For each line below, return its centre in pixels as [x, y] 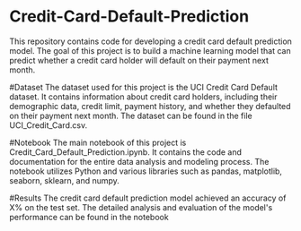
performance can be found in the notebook [89, 217]
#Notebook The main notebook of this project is [98, 142]
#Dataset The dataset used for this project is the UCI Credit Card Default [144, 87]
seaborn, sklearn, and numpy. [64, 180]
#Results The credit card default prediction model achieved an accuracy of [148, 198]
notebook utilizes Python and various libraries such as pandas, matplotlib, [146, 171]
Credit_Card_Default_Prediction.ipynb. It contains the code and [126, 152]
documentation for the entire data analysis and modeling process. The [139, 161]
